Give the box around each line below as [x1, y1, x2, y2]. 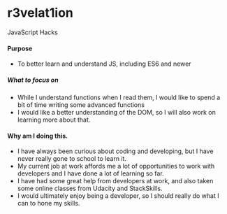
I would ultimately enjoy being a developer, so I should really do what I [17, 192, 219, 200]
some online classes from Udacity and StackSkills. [17, 184, 163, 193]
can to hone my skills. [17, 199, 80, 208]
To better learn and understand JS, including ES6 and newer [17, 59, 191, 68]
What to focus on [7, 76, 59, 84]
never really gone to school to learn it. [17, 155, 127, 163]
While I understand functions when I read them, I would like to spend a [17, 93, 221, 102]
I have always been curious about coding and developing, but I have [17, 147, 214, 155]
